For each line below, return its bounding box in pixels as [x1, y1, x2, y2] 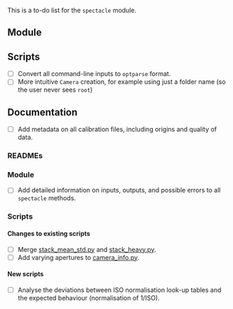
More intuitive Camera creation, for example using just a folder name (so [17, 77, 226, 86]
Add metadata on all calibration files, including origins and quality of [17, 125, 217, 134]
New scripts [7, 270, 44, 278]
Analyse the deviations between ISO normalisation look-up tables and [17, 286, 222, 294]
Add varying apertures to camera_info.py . [17, 253, 140, 261]
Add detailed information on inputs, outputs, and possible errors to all [17, 186, 222, 195]
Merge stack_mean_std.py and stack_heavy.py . [17, 245, 156, 254]
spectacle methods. [17, 194, 76, 202]
